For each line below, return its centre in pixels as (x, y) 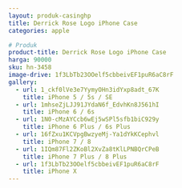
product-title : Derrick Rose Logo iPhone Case (87, 53)
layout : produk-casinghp (50, 16)
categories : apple (39, 30)
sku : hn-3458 (30, 68)
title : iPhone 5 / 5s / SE (68, 97)
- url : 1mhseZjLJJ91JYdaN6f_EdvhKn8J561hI (87, 105)
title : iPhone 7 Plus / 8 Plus (75, 157)
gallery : (23, 82)
